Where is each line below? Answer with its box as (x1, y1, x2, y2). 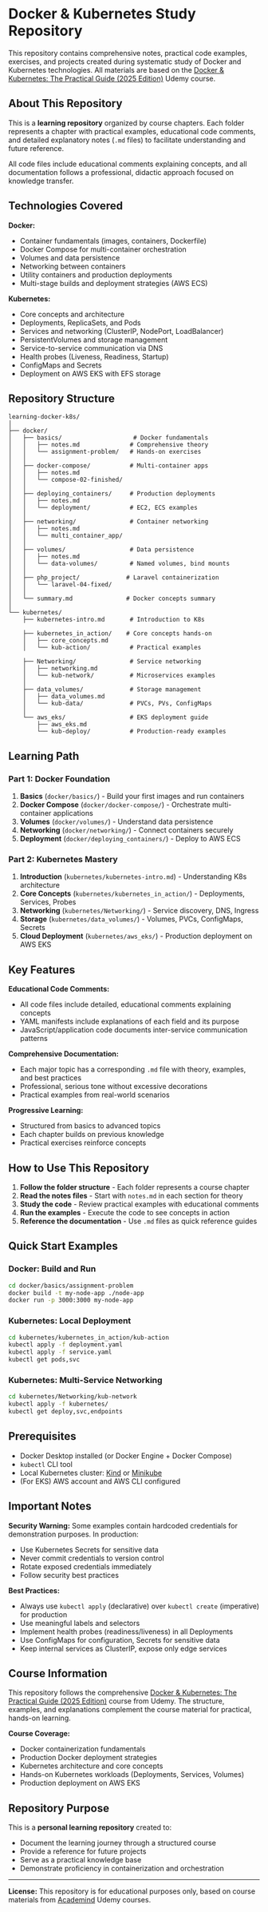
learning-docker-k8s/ (8, 413, 81, 421)
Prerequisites (8, 1429, 77, 1443)
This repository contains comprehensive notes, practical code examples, (8, 48, 247, 58)
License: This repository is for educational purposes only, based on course (8, 1886, 256, 1896)
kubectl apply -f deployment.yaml (8, 1341, 124, 1349)
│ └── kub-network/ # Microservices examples (22, 672, 216, 680)
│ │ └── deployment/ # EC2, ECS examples (8, 504, 198, 512)
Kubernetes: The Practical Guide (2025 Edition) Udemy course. (8, 74, 216, 83)
